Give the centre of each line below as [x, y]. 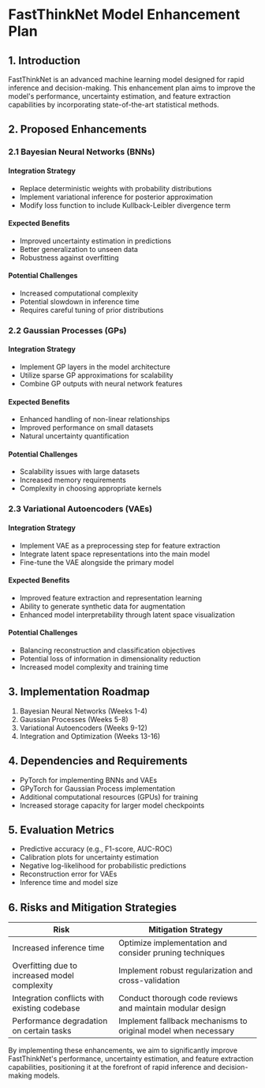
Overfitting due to [45, 966]
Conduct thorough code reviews [178, 999]
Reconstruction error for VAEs [68, 874]
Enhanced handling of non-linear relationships [95, 420]
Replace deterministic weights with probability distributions [116, 188]
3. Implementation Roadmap [79, 692]
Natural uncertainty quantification [74, 436]
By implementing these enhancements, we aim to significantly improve [123, 1050]
